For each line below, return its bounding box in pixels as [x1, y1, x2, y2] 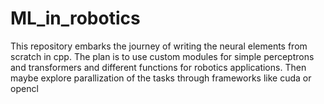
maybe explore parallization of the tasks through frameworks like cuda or [10, 72, 312, 84]
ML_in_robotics [10, 7, 141, 30]
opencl [10, 82, 39, 94]
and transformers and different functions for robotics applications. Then [10, 61, 307, 73]
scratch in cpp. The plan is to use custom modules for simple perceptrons [10, 50, 315, 62]
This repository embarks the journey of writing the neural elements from [10, 40, 308, 52]
